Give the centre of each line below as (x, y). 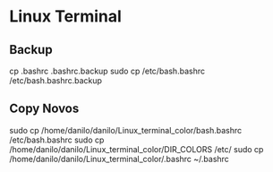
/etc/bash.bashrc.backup (56, 81)
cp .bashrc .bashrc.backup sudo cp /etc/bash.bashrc (107, 71)
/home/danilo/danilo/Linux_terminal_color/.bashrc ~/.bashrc (119, 159)
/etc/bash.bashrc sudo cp (57, 140)
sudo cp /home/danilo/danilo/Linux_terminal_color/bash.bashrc (126, 130)
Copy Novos (44, 109)
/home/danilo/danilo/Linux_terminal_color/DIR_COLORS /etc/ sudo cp (136, 149)
